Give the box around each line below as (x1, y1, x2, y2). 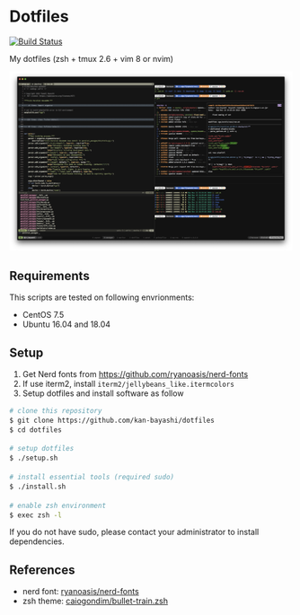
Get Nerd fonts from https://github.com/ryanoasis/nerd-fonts (22, 368, 249, 379)
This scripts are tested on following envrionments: (9, 292, 195, 303)
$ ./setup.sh (9, 453, 58, 463)
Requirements (9, 268, 90, 284)
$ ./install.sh (9, 482, 66, 491)
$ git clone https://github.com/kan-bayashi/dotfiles (9, 416, 216, 425)
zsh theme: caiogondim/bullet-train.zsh (22, 595, 169, 607)
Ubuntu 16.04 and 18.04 (22, 319, 110, 329)
